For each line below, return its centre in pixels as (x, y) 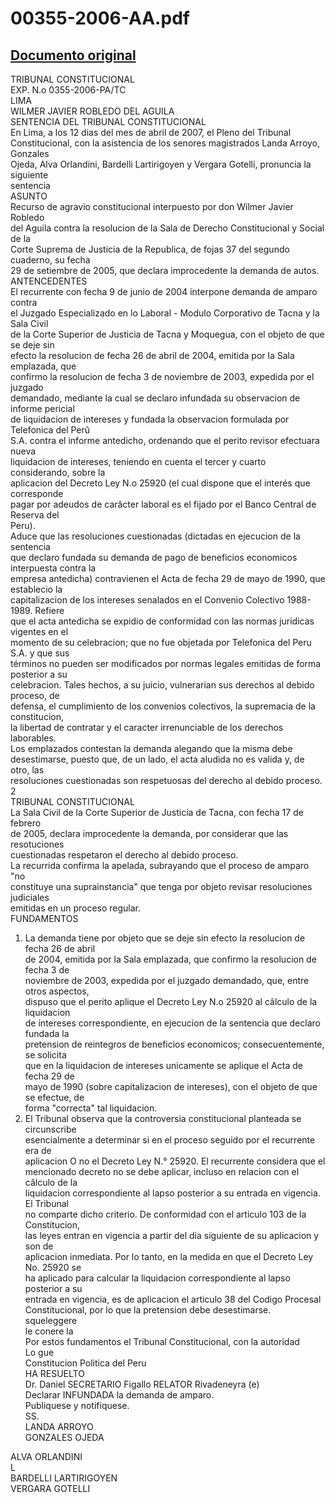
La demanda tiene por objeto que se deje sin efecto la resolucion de (165, 938)
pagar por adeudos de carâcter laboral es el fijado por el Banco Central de (163, 504)
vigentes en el (39, 631)
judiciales (30, 897)
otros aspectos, (57, 991)
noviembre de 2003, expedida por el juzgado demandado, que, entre (167, 980)
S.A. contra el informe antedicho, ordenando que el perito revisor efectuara (165, 440)
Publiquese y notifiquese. (77, 1405)
